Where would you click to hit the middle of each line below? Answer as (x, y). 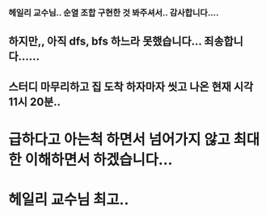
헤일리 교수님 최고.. (69, 200)
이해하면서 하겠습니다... (99, 160)
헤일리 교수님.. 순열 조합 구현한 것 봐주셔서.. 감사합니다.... (114, 12)
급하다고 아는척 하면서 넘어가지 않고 (119, 139)
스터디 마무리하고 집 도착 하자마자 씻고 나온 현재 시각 (131, 86)
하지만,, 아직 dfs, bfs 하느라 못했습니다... (105, 42)
